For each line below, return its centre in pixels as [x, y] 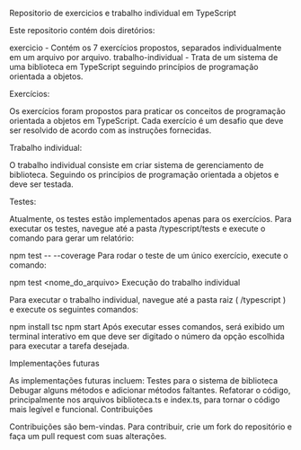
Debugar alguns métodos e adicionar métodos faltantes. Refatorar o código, [150, 390]
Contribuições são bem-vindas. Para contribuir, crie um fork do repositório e [150, 427]
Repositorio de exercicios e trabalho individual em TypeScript [123, 13]
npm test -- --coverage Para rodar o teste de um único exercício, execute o [149, 256]
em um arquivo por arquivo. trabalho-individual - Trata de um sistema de [144, 57]
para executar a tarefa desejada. [70, 346]
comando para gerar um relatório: [72, 238]
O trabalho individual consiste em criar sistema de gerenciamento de [137, 165]
